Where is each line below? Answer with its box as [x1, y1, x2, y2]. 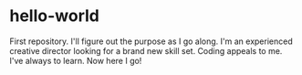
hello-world [9, 5, 100, 27]
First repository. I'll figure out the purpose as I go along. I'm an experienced [9, 36, 294, 47]
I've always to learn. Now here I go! [9, 55, 142, 66]
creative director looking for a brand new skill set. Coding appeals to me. [9, 45, 283, 56]
